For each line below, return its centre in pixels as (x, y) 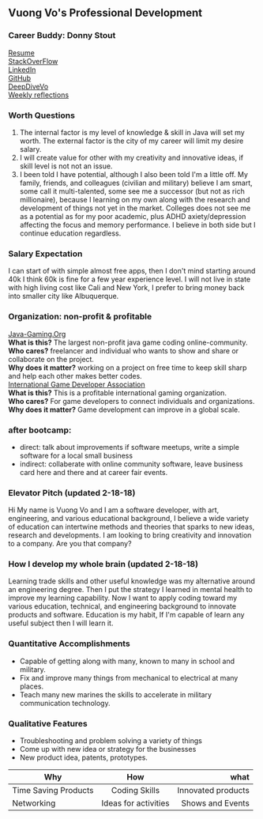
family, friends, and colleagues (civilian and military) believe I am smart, (136, 183)
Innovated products (214, 791)
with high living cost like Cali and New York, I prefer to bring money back (126, 288)
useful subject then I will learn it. (61, 623)
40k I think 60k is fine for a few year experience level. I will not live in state (130, 279)
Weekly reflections (39, 95)
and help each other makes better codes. (75, 376)
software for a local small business (76, 455)
